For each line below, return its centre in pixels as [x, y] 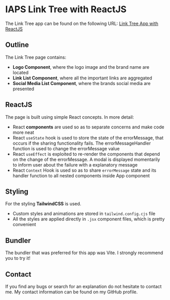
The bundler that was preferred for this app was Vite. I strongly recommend [84, 253]
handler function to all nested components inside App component [81, 175]
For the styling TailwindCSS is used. [43, 204]
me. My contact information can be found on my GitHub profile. [72, 292]
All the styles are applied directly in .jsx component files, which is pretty [89, 219]
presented [23, 89]
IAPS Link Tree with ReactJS [66, 9]
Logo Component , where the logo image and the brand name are [81, 67]
